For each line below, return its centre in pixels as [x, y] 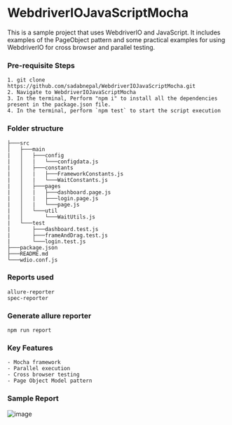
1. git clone [26, 80]
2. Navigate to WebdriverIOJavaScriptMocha [72, 93]
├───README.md [28, 254]
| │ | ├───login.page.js [53, 198]
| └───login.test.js [47, 241]
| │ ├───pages [34, 186]
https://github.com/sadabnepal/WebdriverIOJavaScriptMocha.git [102, 86]
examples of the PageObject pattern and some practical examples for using [116, 39]
